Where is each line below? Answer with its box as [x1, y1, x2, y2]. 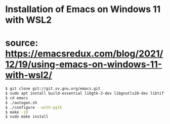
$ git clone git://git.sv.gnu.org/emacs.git [5, 86, 101, 91]
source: [5, 37, 38, 49]
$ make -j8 [5, 109, 28, 114]
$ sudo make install [5, 114, 49, 119]
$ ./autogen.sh [5, 100, 37, 105]
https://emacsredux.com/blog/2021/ [5, 48, 163, 59]
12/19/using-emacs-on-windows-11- [5, 59, 162, 70]
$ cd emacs [5, 95, 28, 100]
